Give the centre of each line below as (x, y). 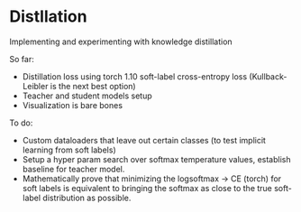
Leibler (35, 86)
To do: (21, 123)
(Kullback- (268, 76)
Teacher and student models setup (87, 96)
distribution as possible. (87, 198)
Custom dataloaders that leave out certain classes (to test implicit (144, 140)
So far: (22, 59)
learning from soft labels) (69, 150)
